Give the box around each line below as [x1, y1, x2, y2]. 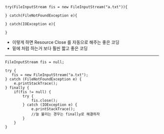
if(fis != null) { [14, 90, 51, 95]
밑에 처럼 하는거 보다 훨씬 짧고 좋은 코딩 [12, 45, 88, 51]
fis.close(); [31, 98, 58, 103]
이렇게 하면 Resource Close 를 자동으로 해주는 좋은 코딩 [12, 39, 120, 45]
